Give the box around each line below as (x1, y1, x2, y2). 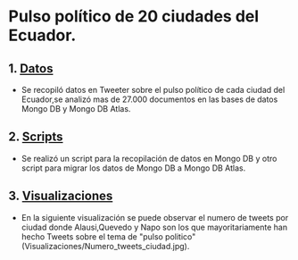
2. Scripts (8, 130, 63, 145)
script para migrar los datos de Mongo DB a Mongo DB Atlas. (21, 163, 246, 173)
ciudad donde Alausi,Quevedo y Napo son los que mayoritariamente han (21, 222, 287, 232)
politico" (165, 231, 196, 242)
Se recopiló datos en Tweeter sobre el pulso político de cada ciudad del (21, 85, 286, 95)
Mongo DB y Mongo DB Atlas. (21, 104, 131, 113)
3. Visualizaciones (8, 189, 113, 204)
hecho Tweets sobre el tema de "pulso (21, 231, 164, 242)
